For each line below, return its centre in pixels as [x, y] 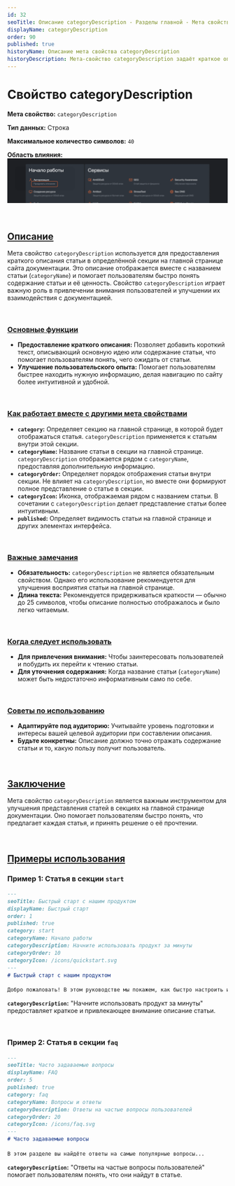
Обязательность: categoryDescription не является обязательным [116, 572]
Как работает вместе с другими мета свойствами [97, 414]
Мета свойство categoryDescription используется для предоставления [113, 253]
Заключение [36, 784]
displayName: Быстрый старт [48, 909]
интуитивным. [38, 510]
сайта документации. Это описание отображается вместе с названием [114, 268]
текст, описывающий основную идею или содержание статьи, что [116, 352]
